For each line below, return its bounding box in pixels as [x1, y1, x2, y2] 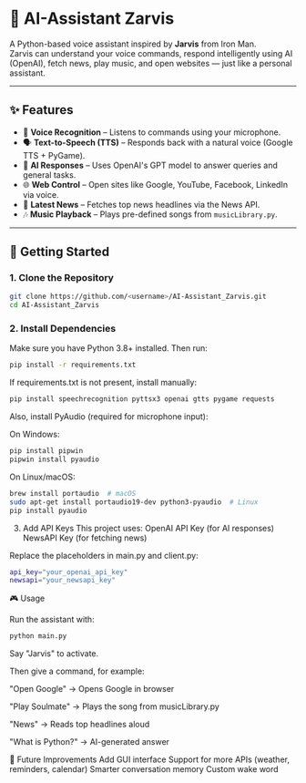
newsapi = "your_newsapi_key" [9, 576, 117, 585]
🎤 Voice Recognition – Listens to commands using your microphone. [22, 127, 281, 138]
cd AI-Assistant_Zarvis [9, 301, 100, 310]
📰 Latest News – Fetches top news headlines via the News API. [22, 199, 260, 210]
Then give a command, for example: [9, 665, 145, 677]
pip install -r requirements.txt [9, 360, 137, 370]
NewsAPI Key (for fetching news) [22, 532, 148, 543]
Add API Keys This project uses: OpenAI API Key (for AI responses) [22, 522, 275, 533]
